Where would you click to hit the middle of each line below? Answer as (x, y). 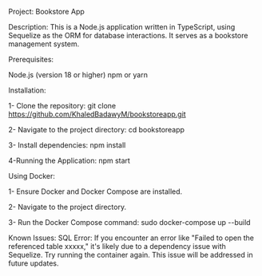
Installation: (27, 90)
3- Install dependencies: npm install (67, 145)
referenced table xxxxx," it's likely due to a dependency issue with (117, 246)
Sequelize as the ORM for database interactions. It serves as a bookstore (128, 35)
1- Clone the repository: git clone (62, 106)
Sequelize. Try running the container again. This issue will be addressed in (131, 255)
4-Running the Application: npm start (69, 160)
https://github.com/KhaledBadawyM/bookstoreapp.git (97, 114)
